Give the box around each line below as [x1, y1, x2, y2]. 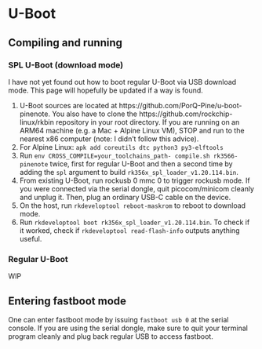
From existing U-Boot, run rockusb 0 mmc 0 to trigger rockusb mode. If [19, 176, 251, 185]
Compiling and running [8, 36, 123, 49]
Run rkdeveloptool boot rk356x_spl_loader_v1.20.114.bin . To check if [19, 217, 250, 227]
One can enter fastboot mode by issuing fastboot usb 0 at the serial [8, 314, 229, 324]
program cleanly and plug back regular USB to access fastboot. [8, 331, 213, 341]
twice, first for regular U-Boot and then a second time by [49, 158, 233, 169]
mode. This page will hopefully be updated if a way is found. [8, 85, 204, 95]
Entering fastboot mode [8, 294, 127, 307]
